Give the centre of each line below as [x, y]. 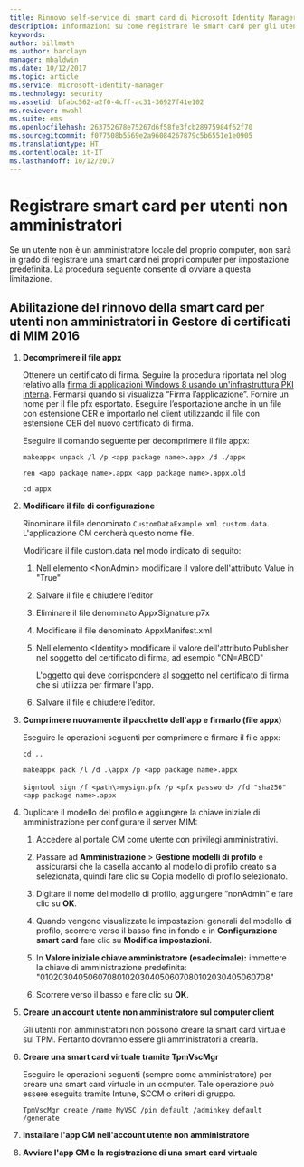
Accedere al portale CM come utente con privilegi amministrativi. [157, 840]
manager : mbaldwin [44, 60]
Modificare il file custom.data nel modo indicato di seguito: [132, 551]
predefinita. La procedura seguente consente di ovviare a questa [130, 269]
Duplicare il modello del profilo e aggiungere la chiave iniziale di [141, 813]
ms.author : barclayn [48, 52]
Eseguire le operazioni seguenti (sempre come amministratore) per [147, 1075]
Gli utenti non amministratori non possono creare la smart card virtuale [154, 1030]
